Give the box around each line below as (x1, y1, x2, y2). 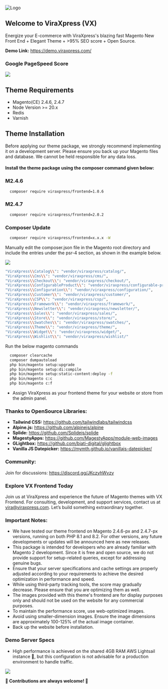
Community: (5, 458, 36, 465)
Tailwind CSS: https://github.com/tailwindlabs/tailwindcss (12, 419, 132, 425)
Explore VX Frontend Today (5, 482, 73, 489)
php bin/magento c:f (9, 381, 52, 386)
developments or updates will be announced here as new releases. (12, 539, 150, 545)
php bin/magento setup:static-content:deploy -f (9, 372, 113, 377)
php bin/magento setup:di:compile (9, 367, 81, 372)
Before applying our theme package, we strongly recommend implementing (5, 143, 161, 149)
